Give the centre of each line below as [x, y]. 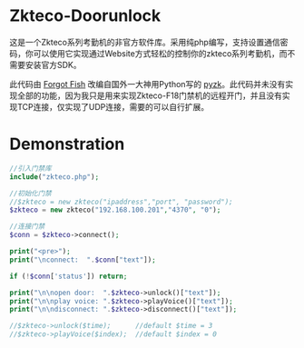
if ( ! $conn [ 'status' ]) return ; [69, 276]
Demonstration [67, 144]
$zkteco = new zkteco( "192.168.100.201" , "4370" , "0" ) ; [115, 210]
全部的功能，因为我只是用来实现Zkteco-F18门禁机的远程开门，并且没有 [150, 95]
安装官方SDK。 [53, 65]
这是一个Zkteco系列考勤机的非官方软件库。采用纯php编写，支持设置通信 [145, 42]
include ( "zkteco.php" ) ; [54, 177]
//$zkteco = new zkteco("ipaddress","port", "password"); [121, 202]
